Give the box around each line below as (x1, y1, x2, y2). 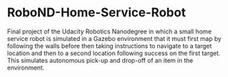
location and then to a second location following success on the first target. (7, 49, 221, 57)
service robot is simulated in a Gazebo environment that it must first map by (7, 34, 222, 42)
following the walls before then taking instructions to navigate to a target (7, 42, 212, 50)
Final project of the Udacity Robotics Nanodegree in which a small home (7, 27, 212, 35)
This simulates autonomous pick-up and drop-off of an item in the (7, 56, 194, 64)
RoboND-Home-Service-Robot (7, 5, 186, 20)
